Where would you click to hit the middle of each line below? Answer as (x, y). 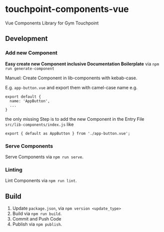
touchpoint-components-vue (67, 9)
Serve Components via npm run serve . (44, 157)
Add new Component (31, 53)
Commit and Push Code (37, 219)
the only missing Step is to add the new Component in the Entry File (75, 119)
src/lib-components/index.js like (39, 124)
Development (27, 39)
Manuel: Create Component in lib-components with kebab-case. (71, 78)
